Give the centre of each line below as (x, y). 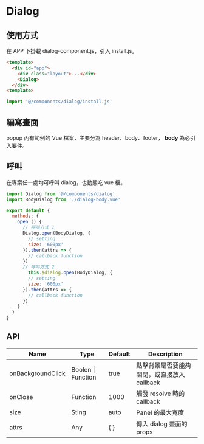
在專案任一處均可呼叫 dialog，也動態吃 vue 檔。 (66, 182)
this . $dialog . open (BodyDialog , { (70, 273)
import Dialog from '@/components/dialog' (61, 194)
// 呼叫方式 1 (38, 227)
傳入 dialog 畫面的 (162, 424)
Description (165, 354)
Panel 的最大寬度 (160, 412)
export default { (28, 210)
